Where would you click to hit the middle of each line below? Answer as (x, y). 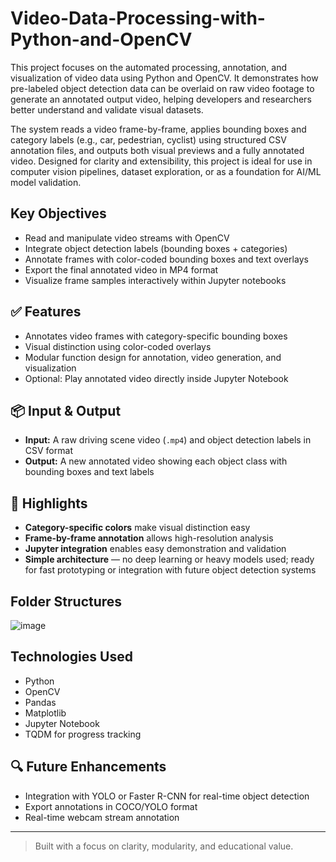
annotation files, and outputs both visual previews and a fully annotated (157, 150)
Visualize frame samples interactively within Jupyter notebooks (155, 280)
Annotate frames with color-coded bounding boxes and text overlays (166, 259)
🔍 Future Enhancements (88, 767)
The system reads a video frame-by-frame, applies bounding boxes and (158, 129)
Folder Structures (66, 601)
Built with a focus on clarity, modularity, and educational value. (164, 846)
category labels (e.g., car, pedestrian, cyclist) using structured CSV (148, 139)
